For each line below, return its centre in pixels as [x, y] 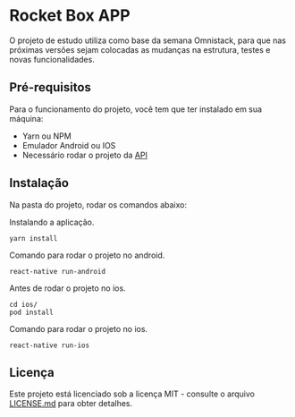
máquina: [26, 118]
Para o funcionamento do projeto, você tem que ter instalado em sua [135, 109]
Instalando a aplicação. [52, 222]
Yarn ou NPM [46, 136]
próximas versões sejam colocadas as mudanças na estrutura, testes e [140, 49]
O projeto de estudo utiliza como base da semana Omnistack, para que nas [147, 40]
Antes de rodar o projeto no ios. [68, 288]
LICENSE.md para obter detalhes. [71, 404]
